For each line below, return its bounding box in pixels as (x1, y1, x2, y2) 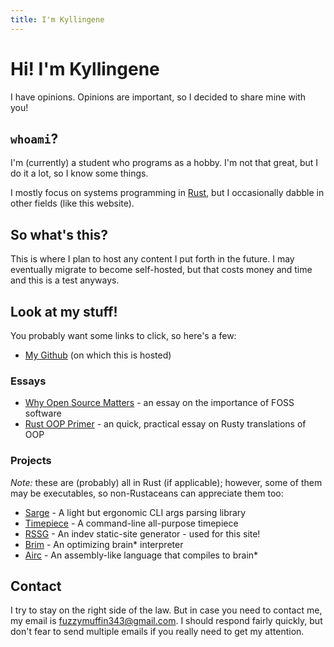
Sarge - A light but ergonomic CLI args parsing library (24, 506, 247, 518)
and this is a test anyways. (10, 274, 120, 286)
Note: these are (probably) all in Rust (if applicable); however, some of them (10, 476, 323, 488)
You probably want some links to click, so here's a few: (10, 330, 237, 341)
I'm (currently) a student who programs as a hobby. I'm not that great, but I (10, 157, 319, 169)
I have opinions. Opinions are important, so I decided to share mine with (10, 91, 307, 103)
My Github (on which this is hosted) (24, 349, 172, 361)
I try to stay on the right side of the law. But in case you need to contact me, (10, 604, 323, 616)
